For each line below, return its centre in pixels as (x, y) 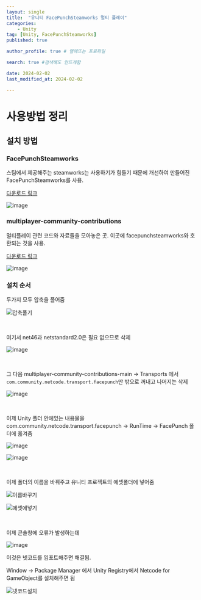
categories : (21, 23)
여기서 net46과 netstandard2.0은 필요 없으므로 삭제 (69, 337)
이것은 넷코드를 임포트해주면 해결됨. (49, 557)
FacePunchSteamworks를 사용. (45, 180)
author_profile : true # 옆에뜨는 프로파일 (56, 52)
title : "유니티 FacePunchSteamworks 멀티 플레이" (67, 18)
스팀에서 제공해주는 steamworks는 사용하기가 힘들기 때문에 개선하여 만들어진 (98, 173)
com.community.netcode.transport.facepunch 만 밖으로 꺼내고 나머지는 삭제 (97, 381)
